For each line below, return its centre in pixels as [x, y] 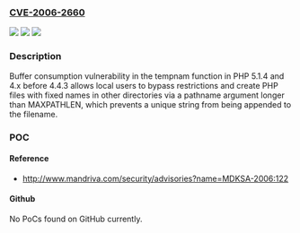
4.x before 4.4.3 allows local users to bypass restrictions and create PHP [144, 85]
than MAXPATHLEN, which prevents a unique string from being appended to [150, 104]
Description [35, 56]
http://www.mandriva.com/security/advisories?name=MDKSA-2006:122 [155, 178]
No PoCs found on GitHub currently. [76, 219]
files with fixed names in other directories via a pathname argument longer [147, 95]
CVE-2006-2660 [47, 13]
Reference [29, 159]
